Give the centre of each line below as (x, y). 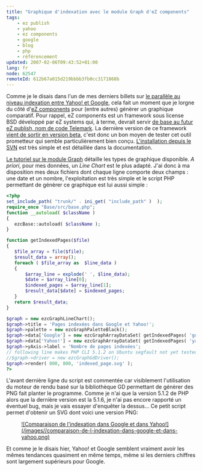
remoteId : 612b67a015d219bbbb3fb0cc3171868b (63, 79)
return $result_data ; (41, 302)
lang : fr (17, 68)
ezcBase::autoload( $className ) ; (57, 224)
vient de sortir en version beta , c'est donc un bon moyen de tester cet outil (99, 135)
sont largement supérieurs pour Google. (56, 461)
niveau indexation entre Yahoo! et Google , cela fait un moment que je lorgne (100, 103)
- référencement (38, 57)
